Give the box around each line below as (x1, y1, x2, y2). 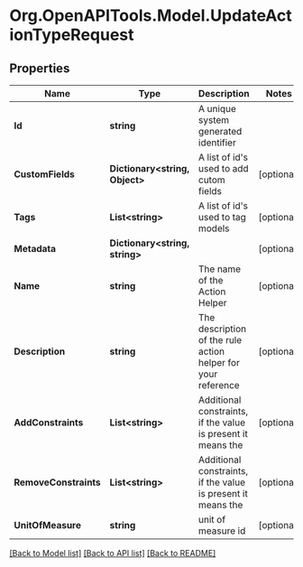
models (197, 222, 230, 235)
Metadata (14, 243, 57, 255)
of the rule (197, 334, 243, 346)
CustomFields (14, 168, 75, 181)
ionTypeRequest (9, 24, 134, 45)
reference (197, 379, 241, 391)
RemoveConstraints (14, 476, 101, 488)
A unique (197, 103, 236, 115)
